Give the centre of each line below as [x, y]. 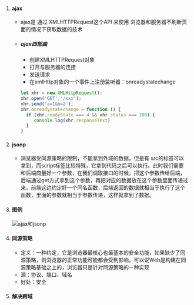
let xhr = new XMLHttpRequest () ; [61, 93]
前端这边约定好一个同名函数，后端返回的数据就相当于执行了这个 [108, 187]
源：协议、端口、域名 [46, 274]
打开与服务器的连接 [53, 67]
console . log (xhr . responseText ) [72, 120]
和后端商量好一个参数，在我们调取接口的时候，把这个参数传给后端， [103, 173]
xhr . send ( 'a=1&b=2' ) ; [47, 104]
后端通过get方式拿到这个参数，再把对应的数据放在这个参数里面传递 [102, 180]
